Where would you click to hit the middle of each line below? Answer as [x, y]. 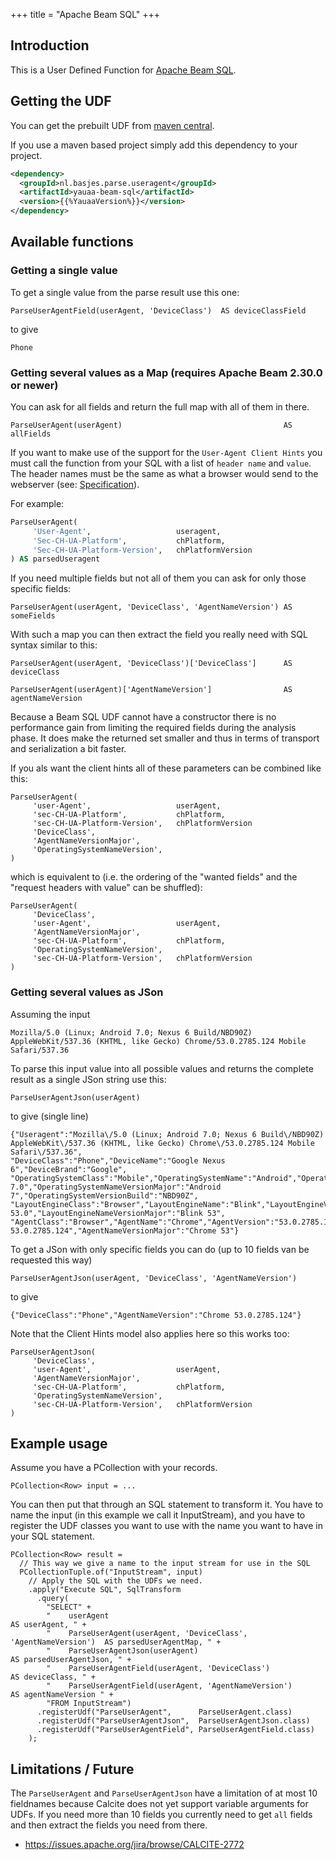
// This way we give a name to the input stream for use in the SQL [165, 1564]
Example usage [59, 1444]
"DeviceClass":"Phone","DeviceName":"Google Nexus [118, 1160]
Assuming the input [50, 1014]
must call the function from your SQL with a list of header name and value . [161, 463]
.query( [53, 1599]
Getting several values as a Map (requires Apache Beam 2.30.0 [166, 372]
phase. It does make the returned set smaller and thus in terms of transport [165, 738]
